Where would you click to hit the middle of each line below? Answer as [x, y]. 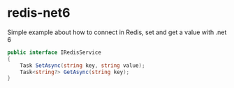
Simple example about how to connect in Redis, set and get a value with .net [117, 32]
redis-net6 [39, 13]
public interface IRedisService [54, 52]
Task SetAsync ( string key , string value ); [82, 65]
